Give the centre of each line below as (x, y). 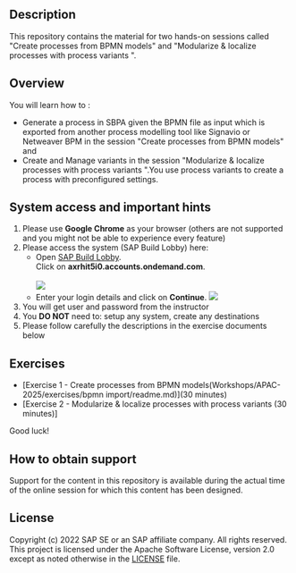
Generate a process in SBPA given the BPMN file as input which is (144, 122)
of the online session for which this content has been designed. (126, 490)
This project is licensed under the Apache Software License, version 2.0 (142, 549)
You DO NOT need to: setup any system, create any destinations (141, 316)
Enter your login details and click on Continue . (121, 298)
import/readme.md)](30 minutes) (167, 395)
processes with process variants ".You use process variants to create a (153, 170)
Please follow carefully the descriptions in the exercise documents (144, 326)
